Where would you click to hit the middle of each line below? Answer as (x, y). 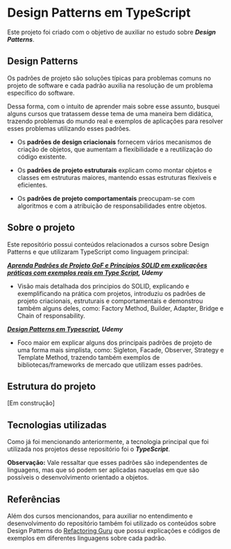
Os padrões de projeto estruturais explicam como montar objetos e (114, 170)
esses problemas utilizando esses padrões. (69, 128)
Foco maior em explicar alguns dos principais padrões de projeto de (114, 343)
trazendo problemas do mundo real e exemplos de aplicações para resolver (115, 121)
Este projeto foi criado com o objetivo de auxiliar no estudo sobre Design (112, 32)
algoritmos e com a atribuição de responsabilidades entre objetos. (112, 206)
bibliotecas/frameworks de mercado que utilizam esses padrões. (110, 364)
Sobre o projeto (41, 228)
